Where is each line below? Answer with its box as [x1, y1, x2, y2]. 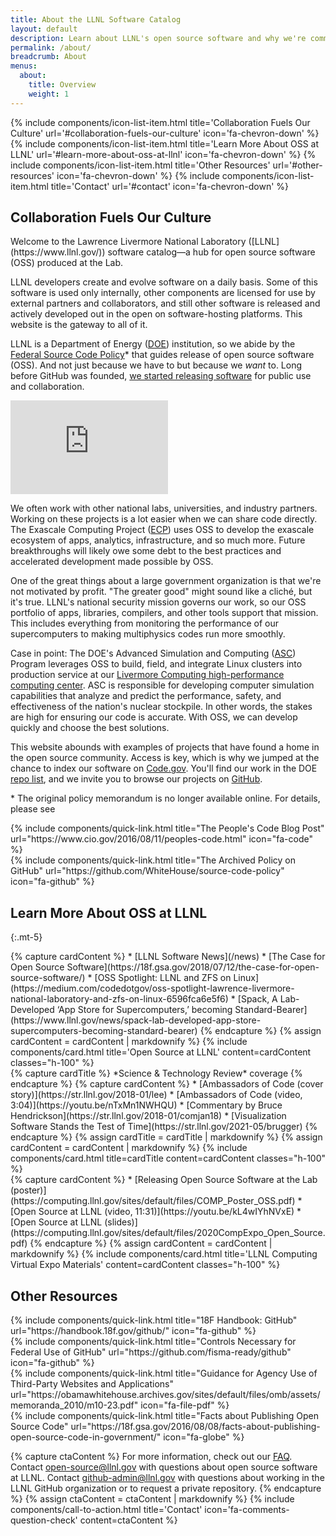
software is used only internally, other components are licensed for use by [10, 287, 316, 299]
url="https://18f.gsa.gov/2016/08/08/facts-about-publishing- [70, 1421, 321, 1433]
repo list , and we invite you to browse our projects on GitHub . [10, 773, 263, 785]
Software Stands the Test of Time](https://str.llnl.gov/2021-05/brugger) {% [10, 1121, 318, 1133]
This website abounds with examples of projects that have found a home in [10, 741, 320, 753]
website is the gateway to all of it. [10, 319, 148, 331]
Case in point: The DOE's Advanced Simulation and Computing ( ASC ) [10, 647, 297, 660]
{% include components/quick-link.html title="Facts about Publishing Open [10, 1410, 320, 1422]
